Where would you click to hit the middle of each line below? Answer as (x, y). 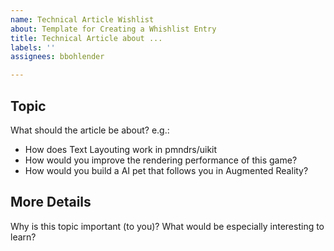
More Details (51, 202)
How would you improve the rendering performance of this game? (161, 160)
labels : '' (33, 47)
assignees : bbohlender (57, 57)
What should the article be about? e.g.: (90, 130)
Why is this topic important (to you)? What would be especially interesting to (167, 226)
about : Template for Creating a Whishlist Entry (113, 29)
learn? (23, 237)
